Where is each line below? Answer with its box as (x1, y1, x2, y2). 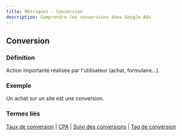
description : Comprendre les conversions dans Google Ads (6, 14, 151, 20)
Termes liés (6, 110, 40, 118)
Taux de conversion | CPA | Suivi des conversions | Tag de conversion (6, 123, 176, 130)
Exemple (6, 82, 32, 90)
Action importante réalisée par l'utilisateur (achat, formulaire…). (6, 67, 160, 74)
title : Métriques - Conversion (6, 8, 83, 15)
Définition (6, 54, 35, 62)
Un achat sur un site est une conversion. (6, 95, 104, 102)
